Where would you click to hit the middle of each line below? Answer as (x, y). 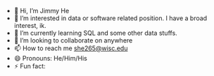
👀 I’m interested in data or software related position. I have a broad (111, 18)
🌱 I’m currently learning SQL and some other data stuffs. (95, 33)
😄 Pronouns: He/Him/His (51, 58)
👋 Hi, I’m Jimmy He (42, 11)
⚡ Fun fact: (30, 66)
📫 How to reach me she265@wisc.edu (71, 48)
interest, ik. (30, 25)
